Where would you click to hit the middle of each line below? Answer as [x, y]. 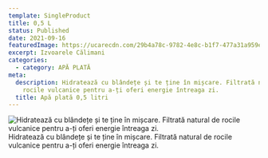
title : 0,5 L [30, 23]
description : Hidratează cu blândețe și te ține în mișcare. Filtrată [135, 82]
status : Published [39, 30]
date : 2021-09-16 [37, 38]
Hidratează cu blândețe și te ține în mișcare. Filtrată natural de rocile [120, 137]
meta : [17, 75]
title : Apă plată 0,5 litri [62, 97]
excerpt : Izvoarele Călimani [57, 53]
